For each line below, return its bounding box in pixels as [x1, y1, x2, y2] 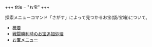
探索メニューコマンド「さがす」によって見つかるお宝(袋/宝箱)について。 [5, 15, 150, 20]
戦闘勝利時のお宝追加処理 [12, 31, 64, 36]
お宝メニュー [12, 37, 38, 43]
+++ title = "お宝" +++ [5, 4, 50, 10]
